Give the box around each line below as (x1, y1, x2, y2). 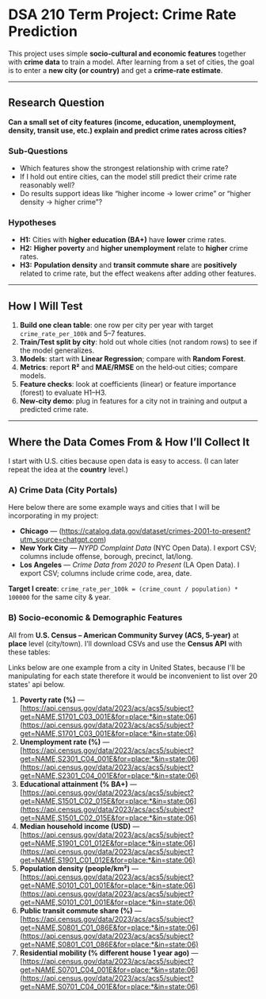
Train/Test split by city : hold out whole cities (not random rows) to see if (19, 337, 257, 347)
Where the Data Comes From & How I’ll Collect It (8, 435, 250, 449)
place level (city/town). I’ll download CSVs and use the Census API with (8, 638, 243, 648)
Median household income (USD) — (19, 821, 140, 831)
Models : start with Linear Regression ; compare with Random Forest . (19, 354, 246, 364)
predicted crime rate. (19, 405, 89, 415)
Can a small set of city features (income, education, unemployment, (8, 117, 237, 126)
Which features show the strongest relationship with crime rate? (19, 164, 229, 173)
